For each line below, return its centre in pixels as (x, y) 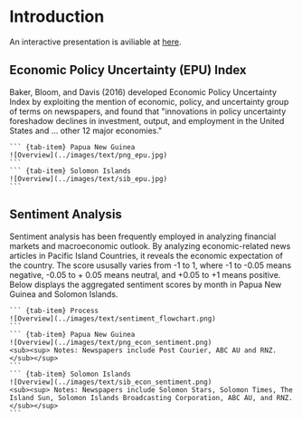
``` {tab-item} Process (54, 311)
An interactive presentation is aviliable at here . (96, 42)
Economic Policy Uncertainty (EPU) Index (128, 70)
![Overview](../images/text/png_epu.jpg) (89, 155)
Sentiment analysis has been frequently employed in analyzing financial (143, 236)
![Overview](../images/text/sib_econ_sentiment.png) (111, 382)
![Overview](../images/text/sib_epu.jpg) (89, 178)
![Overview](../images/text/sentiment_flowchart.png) (113, 319)
